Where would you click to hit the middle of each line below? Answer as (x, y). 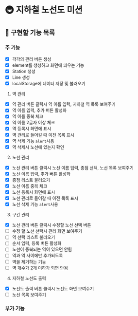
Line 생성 (21, 77)
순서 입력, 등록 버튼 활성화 (37, 243)
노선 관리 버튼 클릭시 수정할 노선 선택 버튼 (52, 225)
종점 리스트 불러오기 (31, 180)
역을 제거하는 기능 (29, 261)
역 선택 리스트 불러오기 (34, 237)
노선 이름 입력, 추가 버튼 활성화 (41, 174)
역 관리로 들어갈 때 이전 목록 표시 (43, 135)
